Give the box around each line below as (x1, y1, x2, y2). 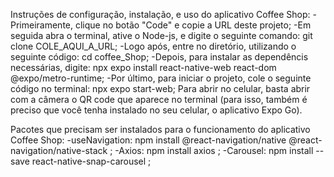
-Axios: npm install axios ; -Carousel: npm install (114, 145, 314, 156)
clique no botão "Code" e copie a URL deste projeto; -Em (74, 19, 312, 31)
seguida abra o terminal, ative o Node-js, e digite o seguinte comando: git (10, 30, 313, 41)
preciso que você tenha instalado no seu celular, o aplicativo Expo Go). (10, 104, 303, 116)
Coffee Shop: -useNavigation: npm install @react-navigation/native (10, 134, 287, 146)
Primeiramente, (10, 19, 74, 31)
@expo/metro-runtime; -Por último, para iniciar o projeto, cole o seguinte (10, 72, 312, 84)
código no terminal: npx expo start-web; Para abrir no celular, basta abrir (10, 83, 311, 94)
